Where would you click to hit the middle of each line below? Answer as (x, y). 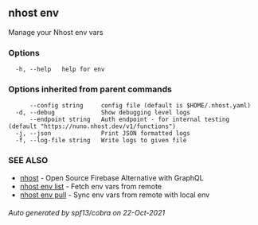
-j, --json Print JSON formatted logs (103, 134)
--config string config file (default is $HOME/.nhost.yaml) (140, 106)
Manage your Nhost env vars (56, 32)
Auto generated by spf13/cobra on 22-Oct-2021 (87, 213)
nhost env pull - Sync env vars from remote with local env (115, 195)
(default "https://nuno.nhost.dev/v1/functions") (92, 126)
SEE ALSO (28, 161)
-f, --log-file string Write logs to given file (101, 141)
